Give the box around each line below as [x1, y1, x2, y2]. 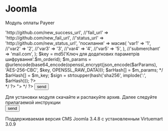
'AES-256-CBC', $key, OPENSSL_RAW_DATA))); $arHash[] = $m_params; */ [5, 67, 163, 73]
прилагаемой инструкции [5, 99, 61, 105]
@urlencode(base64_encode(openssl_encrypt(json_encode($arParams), [5, 61, 158, 68]
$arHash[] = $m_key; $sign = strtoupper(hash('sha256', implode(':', [5, 72, 147, 78]
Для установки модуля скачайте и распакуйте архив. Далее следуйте [5, 94, 157, 100]
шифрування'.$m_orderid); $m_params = [5, 56, 92, 62]
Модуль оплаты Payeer [5, 20, 55, 26]
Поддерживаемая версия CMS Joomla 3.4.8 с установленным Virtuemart [5, 115, 163, 121]
